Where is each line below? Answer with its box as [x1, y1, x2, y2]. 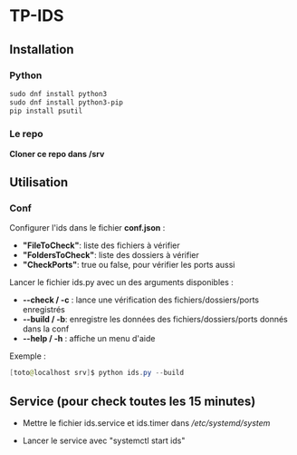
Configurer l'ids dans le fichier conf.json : [9, 223, 166, 233]
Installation [9, 42, 74, 57]
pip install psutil [9, 106, 83, 115]
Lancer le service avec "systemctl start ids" [22, 435, 186, 446]
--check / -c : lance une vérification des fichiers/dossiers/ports [22, 294, 260, 305]
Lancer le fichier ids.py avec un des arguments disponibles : [9, 277, 234, 288]
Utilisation [9, 174, 69, 191]
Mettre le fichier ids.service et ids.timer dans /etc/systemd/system [22, 418, 271, 429]
